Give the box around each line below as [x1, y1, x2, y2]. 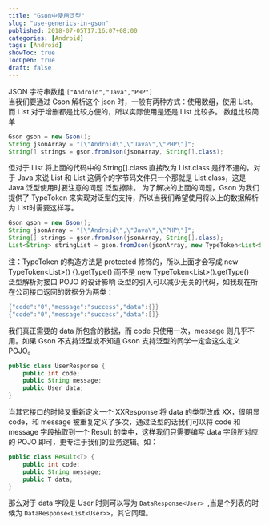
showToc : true [8, 49, 56, 57]
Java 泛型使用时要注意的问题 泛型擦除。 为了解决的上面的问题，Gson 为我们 [8, 183, 260, 193]
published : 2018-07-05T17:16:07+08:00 [8, 26, 138, 34]
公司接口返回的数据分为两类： [14, 287, 114, 296]
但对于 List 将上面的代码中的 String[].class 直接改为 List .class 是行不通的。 [8, 163, 254, 173]
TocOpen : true [8, 57, 56, 65]
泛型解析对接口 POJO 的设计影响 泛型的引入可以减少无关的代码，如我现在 [8, 277, 251, 287]
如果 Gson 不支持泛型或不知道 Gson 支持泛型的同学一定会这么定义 [22, 335, 240, 345]
